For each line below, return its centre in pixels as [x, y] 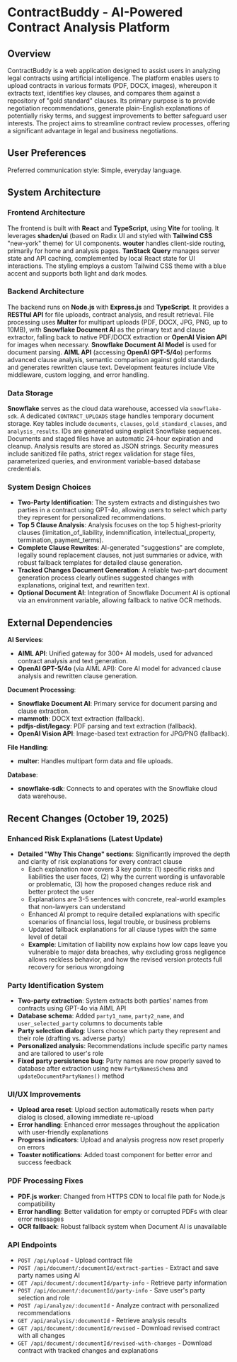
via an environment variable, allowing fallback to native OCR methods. [120, 600]
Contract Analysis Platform [89, 27]
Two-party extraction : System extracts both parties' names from [113, 1001]
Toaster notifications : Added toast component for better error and [115, 1155]
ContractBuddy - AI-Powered [95, 12]
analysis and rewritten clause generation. [77, 676]
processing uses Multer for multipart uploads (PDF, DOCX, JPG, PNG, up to [117, 322]
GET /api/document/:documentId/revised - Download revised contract [119, 1328]
